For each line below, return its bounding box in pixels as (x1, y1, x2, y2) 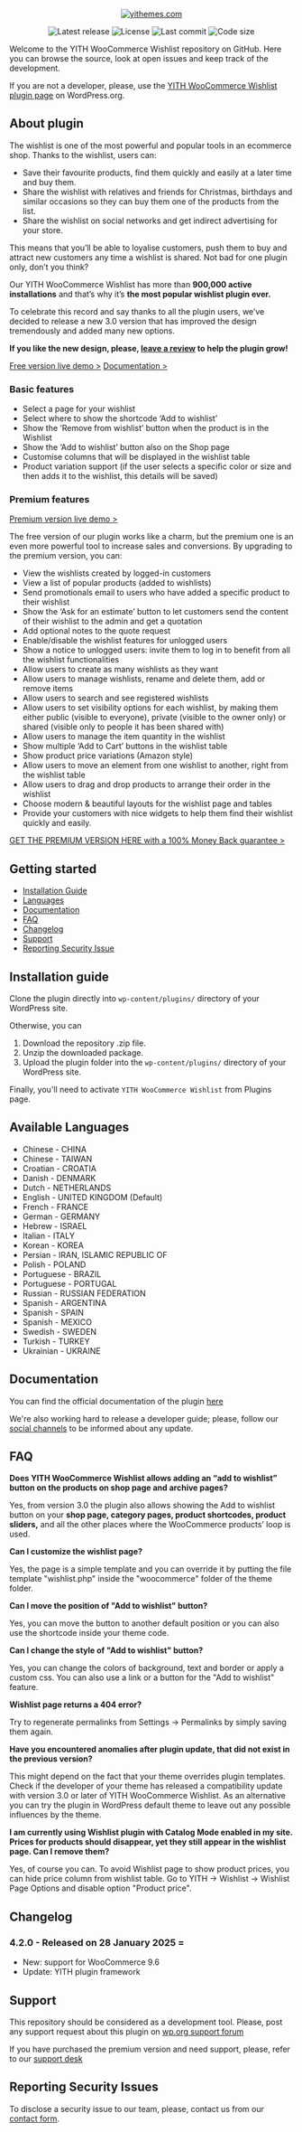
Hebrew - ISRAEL (22, 1220, 87, 1231)
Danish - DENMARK (22, 1172, 96, 1183)
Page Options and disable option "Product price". (9, 1883, 192, 1893)
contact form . (9, 2113, 60, 2124)
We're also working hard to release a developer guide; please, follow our (9, 1413, 279, 1423)
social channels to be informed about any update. (9, 1423, 194, 1433)
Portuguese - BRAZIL (22, 1268, 102, 1279)
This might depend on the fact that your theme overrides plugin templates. (9, 1771, 286, 1782)
